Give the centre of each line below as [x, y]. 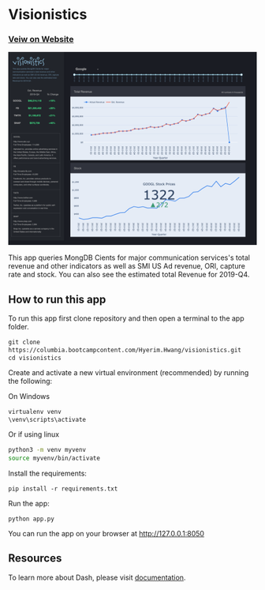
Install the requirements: [47, 473]
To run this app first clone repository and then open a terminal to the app [126, 318]
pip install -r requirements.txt [63, 489]
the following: [30, 381]
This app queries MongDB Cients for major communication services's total [129, 257]
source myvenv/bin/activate [54, 458]
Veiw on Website [41, 39]
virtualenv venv [35, 412]
